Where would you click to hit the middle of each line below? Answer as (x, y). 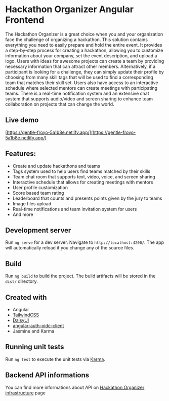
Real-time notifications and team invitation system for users (75, 209)
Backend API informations (47, 375)
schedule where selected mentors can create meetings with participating (81, 88)
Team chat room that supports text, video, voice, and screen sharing (84, 176)
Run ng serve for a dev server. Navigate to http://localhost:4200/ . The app (85, 242)
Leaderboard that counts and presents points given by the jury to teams (87, 198)
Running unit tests (35, 347)
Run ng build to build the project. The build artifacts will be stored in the (80, 276)
